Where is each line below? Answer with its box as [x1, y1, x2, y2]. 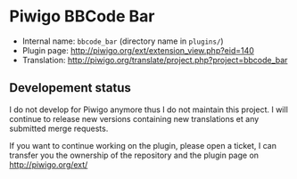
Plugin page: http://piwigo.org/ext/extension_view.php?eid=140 [21, 45, 254, 55]
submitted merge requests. [9, 123, 109, 134]
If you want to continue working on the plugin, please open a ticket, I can [9, 140, 276, 151]
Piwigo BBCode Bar [9, 6, 155, 27]
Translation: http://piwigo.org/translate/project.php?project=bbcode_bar [21, 54, 288, 65]
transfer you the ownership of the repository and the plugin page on [9, 150, 260, 160]
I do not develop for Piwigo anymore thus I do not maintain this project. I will [9, 104, 288, 115]
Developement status [9, 80, 132, 95]
